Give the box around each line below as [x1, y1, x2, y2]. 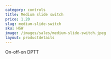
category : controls [5, 7, 46, 12]
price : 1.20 [5, 16, 30, 21]
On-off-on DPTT [5, 48, 39, 55]
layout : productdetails [5, 35, 55, 40]
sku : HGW [5, 26, 23, 31]
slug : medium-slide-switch [5, 21, 61, 26]
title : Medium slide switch [5, 12, 64, 17]
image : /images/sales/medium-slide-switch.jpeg [5, 30, 106, 35]
